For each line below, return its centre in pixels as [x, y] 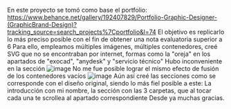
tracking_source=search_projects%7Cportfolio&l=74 [82, 32]
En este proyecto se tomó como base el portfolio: [77, 10]
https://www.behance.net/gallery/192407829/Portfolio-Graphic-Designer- [112, 17]
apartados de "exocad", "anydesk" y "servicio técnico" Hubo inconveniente [115, 61]
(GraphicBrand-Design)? [42, 24]
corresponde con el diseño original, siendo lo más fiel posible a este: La [110, 83]
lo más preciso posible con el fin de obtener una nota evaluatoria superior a [115, 39]
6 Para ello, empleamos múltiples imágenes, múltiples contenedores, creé [112, 47]
